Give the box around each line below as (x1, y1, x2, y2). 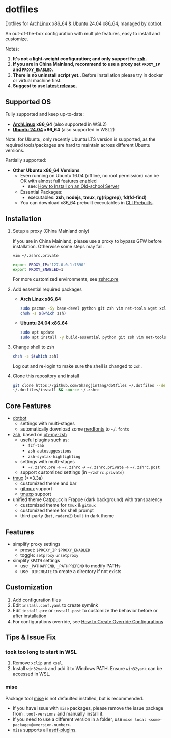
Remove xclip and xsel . (12, 660, 64, 666)
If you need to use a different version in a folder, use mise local (12, 716, 147, 722)
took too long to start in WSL (5, 649, 77, 656)
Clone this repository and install (12, 373, 79, 379)
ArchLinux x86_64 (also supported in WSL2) (12, 121, 107, 127)
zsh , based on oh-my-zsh (12, 432, 67, 438)
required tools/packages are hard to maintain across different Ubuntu (5, 141, 151, 148)
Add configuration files (12, 597, 61, 603)
